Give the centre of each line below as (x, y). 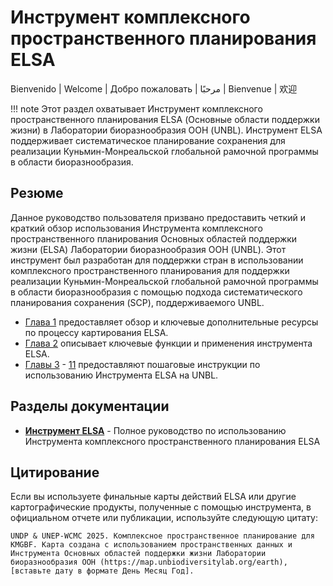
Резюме (37, 193)
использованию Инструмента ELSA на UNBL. (121, 375)
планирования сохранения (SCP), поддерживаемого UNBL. (137, 302)
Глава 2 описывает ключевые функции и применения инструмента (168, 343)
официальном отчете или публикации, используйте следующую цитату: (164, 518)
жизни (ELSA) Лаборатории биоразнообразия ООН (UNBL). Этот (148, 249)
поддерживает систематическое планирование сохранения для (148, 140)
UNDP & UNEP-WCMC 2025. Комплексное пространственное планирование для (162, 536)
